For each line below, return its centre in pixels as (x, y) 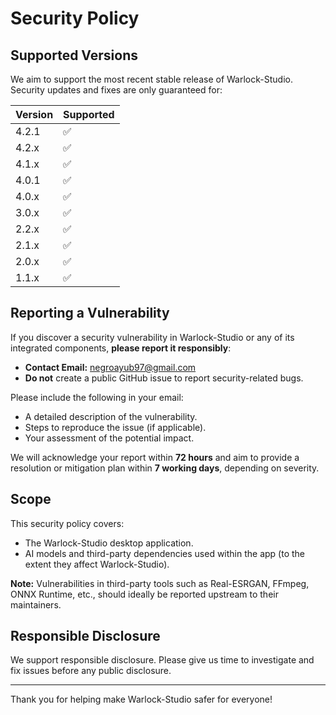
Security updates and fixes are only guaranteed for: (116, 90)
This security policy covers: (67, 523)
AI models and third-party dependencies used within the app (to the (164, 553)
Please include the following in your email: (97, 397)
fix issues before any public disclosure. (91, 671)
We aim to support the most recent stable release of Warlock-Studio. (151, 79)
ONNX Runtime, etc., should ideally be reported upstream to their (144, 594)
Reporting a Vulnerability (90, 313)
